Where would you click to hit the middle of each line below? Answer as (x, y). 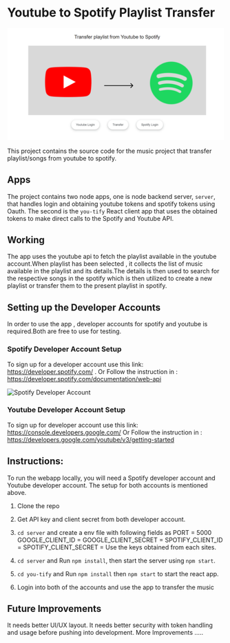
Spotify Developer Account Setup (64, 349)
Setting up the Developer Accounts (84, 307)
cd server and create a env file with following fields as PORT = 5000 (114, 532)
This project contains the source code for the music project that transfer (109, 151)
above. (17, 492)
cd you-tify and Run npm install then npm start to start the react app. (118, 573)
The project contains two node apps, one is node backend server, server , (111, 196)
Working (26, 240)
